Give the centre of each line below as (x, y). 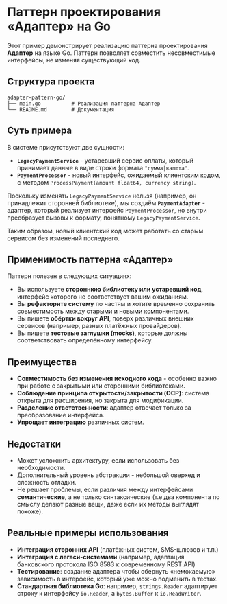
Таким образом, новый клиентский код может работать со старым (105, 231)
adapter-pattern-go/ (37, 97)
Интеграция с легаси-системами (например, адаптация (101, 557)
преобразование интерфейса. (61, 415)
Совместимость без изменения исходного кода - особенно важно (117, 379)
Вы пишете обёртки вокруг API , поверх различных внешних (105, 318)
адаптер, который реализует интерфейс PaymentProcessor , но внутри (107, 210)
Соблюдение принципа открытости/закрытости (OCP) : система (113, 393)
